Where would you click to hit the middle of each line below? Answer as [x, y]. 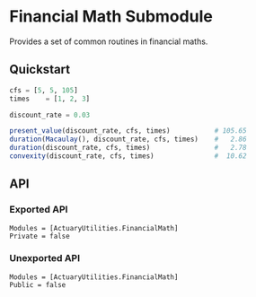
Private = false [40, 236]
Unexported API [45, 258]
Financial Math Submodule [111, 17]
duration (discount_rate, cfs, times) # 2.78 [128, 148]
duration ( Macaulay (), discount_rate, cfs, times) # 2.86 [128, 140]
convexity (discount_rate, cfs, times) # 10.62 [128, 156]
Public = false [38, 284]
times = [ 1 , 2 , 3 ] [50, 99]
